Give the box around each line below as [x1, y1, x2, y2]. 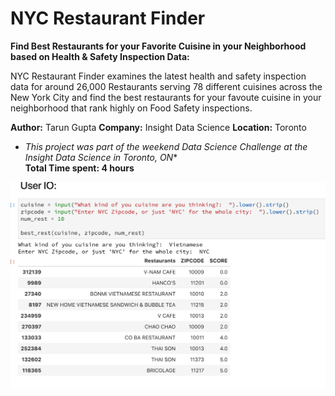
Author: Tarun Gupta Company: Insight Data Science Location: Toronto [10, 121, 307, 133]
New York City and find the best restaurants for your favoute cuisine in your [10, 91, 322, 103]
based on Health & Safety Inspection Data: [10, 50, 190, 62]
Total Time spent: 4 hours [24, 162, 135, 174]
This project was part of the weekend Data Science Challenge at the [24, 140, 308, 152]
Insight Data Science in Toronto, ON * [24, 151, 178, 163]
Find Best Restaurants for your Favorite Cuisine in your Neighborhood [10, 40, 307, 52]
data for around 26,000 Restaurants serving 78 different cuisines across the [10, 80, 323, 92]
